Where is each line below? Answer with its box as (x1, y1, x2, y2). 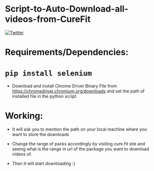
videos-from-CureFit (5, 14, 91, 25)
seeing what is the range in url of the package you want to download (12, 146, 149, 152)
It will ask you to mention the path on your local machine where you (12, 126, 147, 132)
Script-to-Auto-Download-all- (5, 3, 129, 15)
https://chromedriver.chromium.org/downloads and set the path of (12, 88, 145, 94)
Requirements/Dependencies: (5, 47, 129, 58)
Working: (5, 110, 43, 122)
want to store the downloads (12, 132, 69, 137)
